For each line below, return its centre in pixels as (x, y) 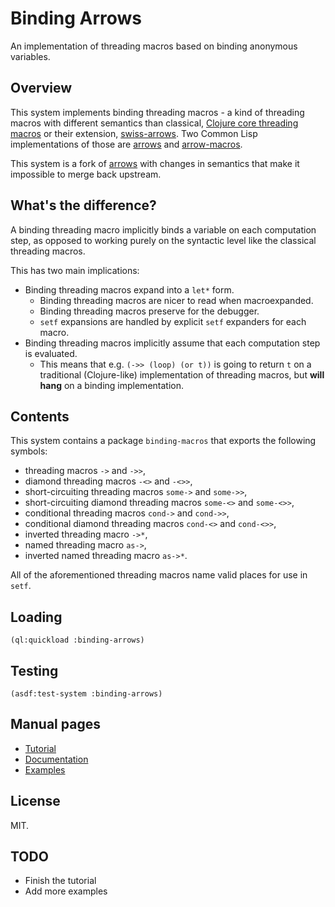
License (35, 801)
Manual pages (55, 724)
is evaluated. (51, 353)
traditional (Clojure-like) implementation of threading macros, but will (182, 374)
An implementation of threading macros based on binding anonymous (154, 46)
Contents (40, 416)
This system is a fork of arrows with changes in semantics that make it (155, 163)
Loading (36, 617)
